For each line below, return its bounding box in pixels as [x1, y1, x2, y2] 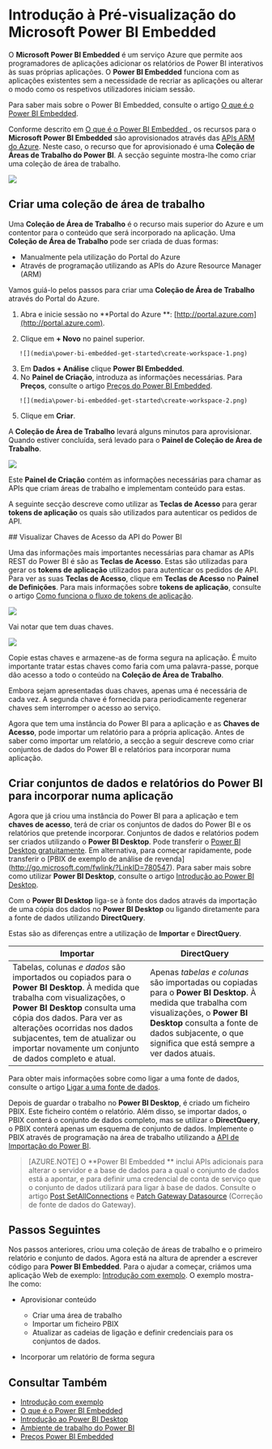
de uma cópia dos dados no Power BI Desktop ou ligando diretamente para [8, 904, 261, 914]
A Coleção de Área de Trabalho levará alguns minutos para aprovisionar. [8, 426, 253, 436]
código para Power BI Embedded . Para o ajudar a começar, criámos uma [8, 1262, 253, 1271]
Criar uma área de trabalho [32, 1310, 123, 1320]
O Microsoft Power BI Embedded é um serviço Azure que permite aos [8, 49, 243, 59]
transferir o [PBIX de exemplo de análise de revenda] [8, 853, 185, 863]
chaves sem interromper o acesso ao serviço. [8, 703, 161, 712]
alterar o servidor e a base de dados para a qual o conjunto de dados [28, 1165, 260, 1175]
